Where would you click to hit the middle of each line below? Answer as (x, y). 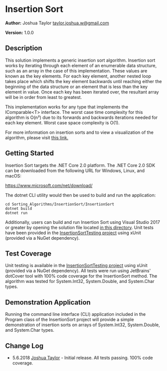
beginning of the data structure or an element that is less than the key (77, 87)
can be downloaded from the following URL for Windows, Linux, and (75, 171)
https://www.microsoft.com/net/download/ (49, 185)
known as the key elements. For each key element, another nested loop (78, 76)
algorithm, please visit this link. (37, 137)
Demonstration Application (48, 302)
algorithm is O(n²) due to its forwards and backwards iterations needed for (82, 117)
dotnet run (16, 213)
